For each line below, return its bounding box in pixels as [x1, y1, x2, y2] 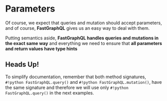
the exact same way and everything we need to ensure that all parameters [5, 40, 162, 46]
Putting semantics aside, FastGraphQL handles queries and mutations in [5, 35, 159, 41]
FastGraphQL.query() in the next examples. [5, 89, 95, 96]
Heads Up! [5, 60, 39, 69]
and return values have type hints [5, 45, 77, 52]
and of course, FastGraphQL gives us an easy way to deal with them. [5, 25, 150, 31]
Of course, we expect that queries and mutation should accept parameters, [5, 20, 162, 26]
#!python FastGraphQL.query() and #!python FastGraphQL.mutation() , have [5, 79, 162, 85]
